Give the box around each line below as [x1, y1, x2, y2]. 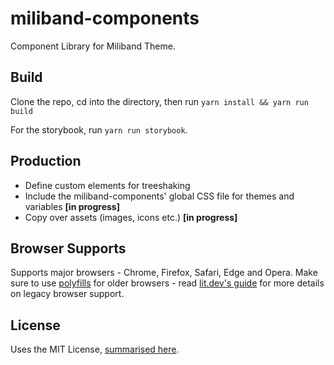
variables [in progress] [24, 200, 120, 212]
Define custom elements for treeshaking [24, 179, 191, 191]
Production [10, 153, 82, 170]
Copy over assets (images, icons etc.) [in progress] [24, 211, 238, 223]
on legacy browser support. [10, 288, 125, 300]
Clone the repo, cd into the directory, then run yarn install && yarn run [10, 95, 309, 107]
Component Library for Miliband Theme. [10, 40, 176, 52]
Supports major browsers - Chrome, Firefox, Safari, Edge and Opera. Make [10, 267, 318, 279]
